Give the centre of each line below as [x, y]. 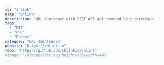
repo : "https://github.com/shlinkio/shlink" [51, 50]
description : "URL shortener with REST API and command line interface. [81, 19]
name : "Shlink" [20, 14]
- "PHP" [17, 32]
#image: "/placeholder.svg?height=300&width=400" [57, 55]
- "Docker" [20, 37]
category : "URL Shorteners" [34, 42]
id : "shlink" [18, 10]
